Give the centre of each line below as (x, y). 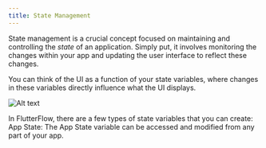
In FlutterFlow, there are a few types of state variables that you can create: (131, 118)
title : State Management (50, 16)
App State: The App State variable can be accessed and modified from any (131, 127)
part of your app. (36, 135)
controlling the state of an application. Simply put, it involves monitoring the (133, 47)
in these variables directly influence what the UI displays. (102, 88)
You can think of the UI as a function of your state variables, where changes (133, 79)
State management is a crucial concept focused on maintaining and (119, 38)
